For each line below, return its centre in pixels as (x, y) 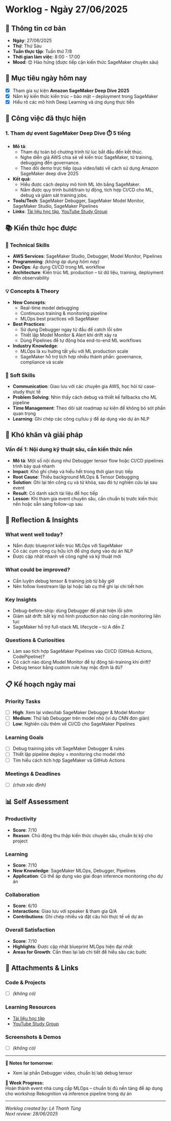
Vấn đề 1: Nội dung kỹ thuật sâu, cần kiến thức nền (69, 449)
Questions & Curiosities (35, 640)
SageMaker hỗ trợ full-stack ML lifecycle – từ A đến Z (68, 627)
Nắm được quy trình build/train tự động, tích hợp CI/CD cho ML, (87, 189)
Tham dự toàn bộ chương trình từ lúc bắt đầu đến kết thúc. (82, 152)
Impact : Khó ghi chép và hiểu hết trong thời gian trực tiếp (73, 471)
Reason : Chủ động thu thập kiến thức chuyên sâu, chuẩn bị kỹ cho (82, 835)
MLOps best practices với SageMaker (60, 319)
